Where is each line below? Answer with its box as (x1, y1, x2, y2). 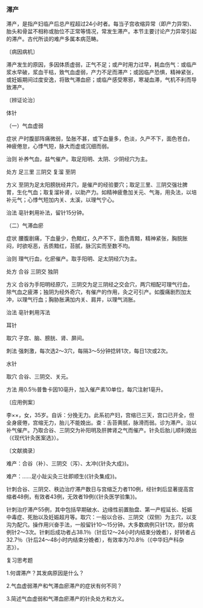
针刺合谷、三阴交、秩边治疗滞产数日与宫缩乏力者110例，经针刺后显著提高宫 (6, 485, 195, 493)
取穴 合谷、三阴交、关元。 (6, 373, 71, 380)
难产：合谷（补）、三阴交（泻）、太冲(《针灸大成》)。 (6, 460, 132, 467)
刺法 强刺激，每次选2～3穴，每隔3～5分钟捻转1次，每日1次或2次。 (6, 348, 172, 355)
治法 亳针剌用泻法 (6, 309, 50, 316)
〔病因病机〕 (6, 48, 38, 56)
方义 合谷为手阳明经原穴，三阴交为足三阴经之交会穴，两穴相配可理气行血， (6, 281, 193, 288)
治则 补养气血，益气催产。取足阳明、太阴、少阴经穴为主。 (6, 155, 151, 163)
